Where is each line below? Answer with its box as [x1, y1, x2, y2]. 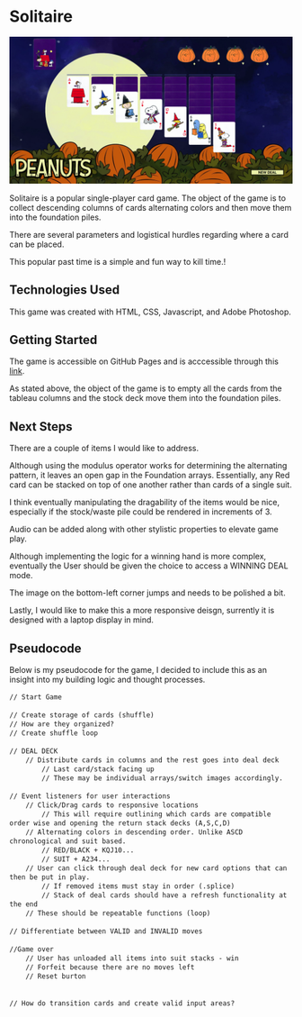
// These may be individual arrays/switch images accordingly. [41, 774, 283, 783]
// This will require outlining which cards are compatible [41, 810, 271, 819]
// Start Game [9, 693, 63, 702]
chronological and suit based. [9, 837, 127, 846]
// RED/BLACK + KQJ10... [41, 846, 135, 855]
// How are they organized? [9, 720, 115, 729]
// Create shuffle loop [9, 729, 99, 738]
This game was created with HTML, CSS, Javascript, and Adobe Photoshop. [9, 306, 292, 317]
